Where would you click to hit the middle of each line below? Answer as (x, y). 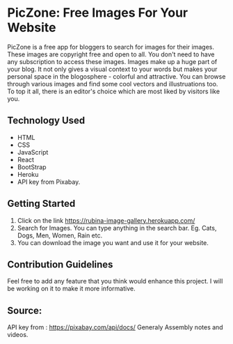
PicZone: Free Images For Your (98, 13)
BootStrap (32, 167)
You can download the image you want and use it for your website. (113, 242)
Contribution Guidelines (60, 264)
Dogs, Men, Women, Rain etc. (60, 235)
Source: (25, 310)
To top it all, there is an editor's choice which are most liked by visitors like (114, 91)
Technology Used (46, 121)
